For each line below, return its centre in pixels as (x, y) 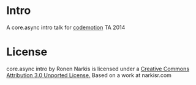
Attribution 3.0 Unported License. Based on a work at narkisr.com (89, 75)
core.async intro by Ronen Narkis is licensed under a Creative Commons (98, 69)
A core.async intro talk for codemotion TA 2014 (66, 27)
